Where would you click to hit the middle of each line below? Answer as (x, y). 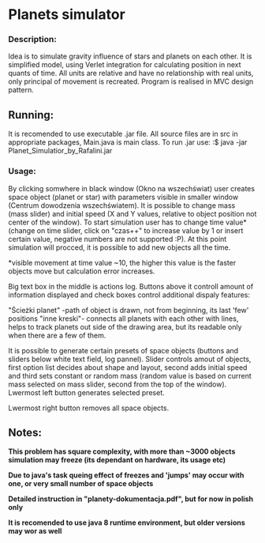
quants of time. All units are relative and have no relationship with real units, (131, 74)
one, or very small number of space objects (81, 484)
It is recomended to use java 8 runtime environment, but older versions (127, 522)
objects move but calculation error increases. (82, 271)
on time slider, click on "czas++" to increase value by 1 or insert (140, 230)
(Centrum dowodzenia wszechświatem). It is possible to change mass (122, 205)
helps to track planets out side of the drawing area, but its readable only (125, 326)
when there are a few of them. (57, 335)
